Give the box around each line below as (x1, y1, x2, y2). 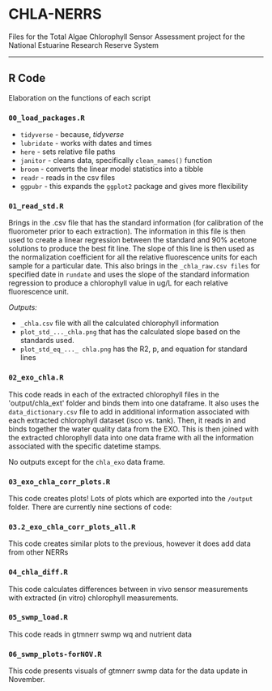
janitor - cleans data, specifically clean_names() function (19, 156, 213, 165)
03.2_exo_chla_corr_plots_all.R (8, 522, 136, 531)
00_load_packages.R (8, 113, 85, 122)
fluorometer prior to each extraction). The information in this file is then (8, 226, 245, 236)
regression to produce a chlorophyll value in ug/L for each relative (8, 278, 228, 288)
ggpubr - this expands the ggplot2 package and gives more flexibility (19, 182, 249, 191)
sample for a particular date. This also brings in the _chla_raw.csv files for (8, 261, 261, 271)
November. (8, 675, 45, 685)
